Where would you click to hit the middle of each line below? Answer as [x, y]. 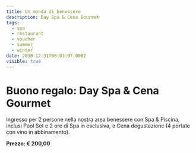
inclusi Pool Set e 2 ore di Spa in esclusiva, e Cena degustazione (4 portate [98, 126]
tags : [13, 23]
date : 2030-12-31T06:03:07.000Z [46, 56]
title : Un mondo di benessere [44, 12]
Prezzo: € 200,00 [28, 144]
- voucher [23, 39]
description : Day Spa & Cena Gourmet [53, 17]
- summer [22, 45]
